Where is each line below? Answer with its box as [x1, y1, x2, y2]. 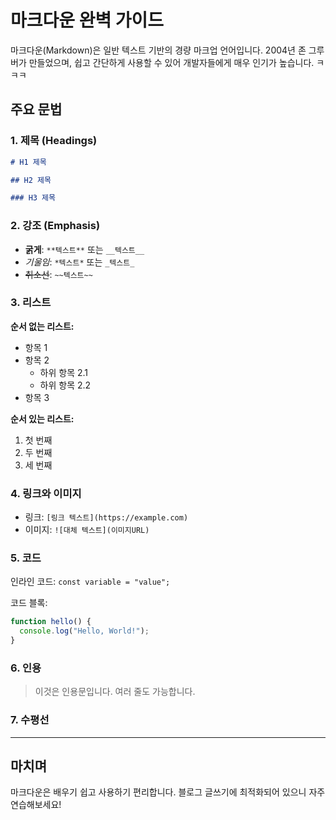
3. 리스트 [10, 296, 52, 310]
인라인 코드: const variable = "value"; [10, 576, 171, 588]
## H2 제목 [10, 175, 52, 185]
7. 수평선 [10, 713, 50, 727]
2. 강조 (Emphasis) [10, 219, 101, 233]
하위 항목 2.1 [39, 366, 89, 378]
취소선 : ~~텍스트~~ [24, 268, 93, 280]
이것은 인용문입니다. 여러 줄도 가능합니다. [34, 686, 196, 698]
